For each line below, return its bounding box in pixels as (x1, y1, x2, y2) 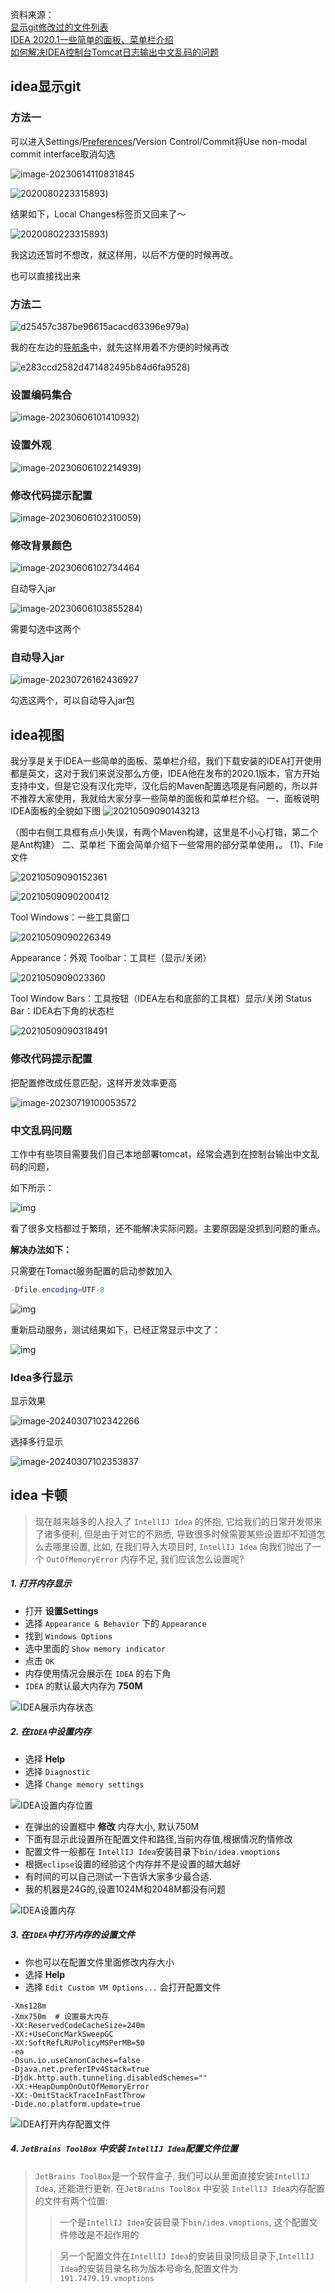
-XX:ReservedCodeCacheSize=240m (10, 2020, 145, 2030)
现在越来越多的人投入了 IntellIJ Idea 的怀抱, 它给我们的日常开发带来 (34, 1515, 323, 1527)
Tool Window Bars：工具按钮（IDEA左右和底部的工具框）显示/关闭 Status (10, 993, 312, 1005)
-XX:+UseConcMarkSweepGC (10, 2029, 114, 2039)
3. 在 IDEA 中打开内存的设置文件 (10, 1929, 135, 1941)
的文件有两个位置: (34, 2194, 108, 2207)
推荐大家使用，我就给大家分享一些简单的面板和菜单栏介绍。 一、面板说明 (18, 793, 320, 805)
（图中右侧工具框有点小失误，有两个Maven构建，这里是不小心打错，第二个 (10, 826, 319, 838)
